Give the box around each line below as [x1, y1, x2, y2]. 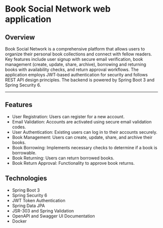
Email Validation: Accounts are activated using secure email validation [12, 119, 152, 124]
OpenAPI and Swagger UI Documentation [12, 213, 96, 219]
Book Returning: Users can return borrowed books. [12, 155, 114, 161]
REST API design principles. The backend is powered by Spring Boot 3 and [5, 77, 155, 83]
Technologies [5, 174, 48, 183]
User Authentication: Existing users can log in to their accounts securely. [12, 129, 158, 135]
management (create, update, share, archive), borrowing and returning [5, 62, 147, 67]
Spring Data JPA [12, 203, 45, 209]
